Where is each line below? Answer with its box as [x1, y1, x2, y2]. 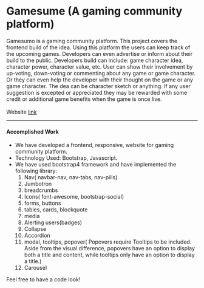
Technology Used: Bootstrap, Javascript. [15, 154, 118, 162]
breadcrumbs [24, 187, 58, 194]
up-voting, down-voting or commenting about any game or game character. [6, 69, 196, 77]
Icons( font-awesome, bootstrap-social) [24, 193, 124, 201]
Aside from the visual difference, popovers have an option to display [24, 245, 195, 252]
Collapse [24, 225, 47, 233]
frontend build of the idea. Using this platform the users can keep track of [6, 44, 191, 51]
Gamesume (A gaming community [6, 4, 183, 18]
